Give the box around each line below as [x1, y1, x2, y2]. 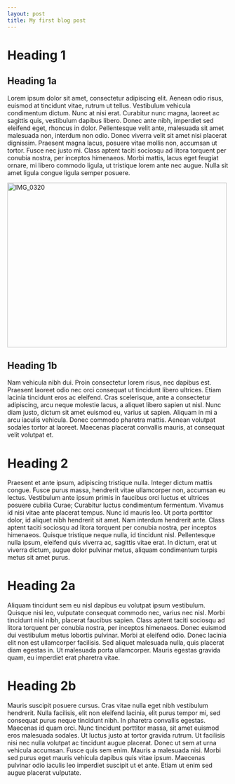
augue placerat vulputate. [7, 769, 82, 777]
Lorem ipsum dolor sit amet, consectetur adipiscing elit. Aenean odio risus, [7, 94, 224, 102]
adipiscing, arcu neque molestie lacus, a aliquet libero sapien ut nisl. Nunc [7, 401, 222, 409]
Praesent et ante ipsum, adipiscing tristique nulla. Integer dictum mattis [7, 479, 213, 487]
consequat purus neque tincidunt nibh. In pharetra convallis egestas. [7, 716, 206, 725]
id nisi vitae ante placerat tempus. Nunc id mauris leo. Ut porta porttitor [7, 508, 213, 517]
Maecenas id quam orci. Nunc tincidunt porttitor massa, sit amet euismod [7, 724, 220, 732]
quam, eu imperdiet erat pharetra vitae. [7, 653, 121, 662]
